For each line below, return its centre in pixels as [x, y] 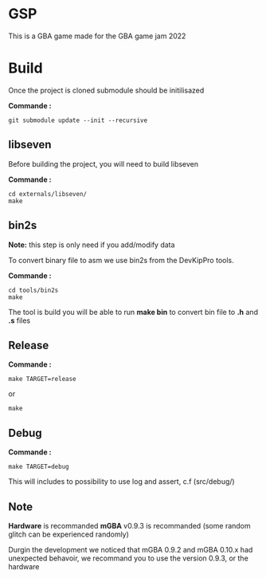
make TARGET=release [43, 379]
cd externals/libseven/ [48, 194]
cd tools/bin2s [33, 290]
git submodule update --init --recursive [78, 120]
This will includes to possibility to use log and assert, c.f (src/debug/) [121, 482]
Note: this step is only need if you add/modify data [92, 245]
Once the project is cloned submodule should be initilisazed [106, 90]
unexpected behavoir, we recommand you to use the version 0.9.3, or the [128, 558]
